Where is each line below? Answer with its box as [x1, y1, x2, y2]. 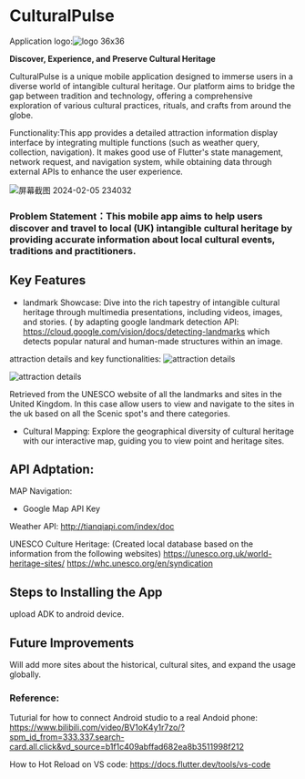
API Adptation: [9, 462, 95, 477]
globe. [9, 109, 34, 120]
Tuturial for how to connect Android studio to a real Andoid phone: [9, 712, 258, 723]
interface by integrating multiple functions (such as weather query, [9, 137, 259, 148]
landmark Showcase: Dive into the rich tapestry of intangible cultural [22, 297, 280, 308]
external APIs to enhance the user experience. [9, 166, 184, 177]
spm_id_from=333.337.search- [9, 732, 125, 743]
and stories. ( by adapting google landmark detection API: [22, 316, 239, 327]
